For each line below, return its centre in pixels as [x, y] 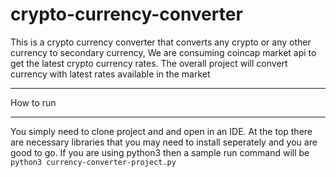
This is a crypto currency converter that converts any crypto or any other [161, 42]
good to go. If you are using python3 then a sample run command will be [160, 152]
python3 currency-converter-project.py [93, 162]
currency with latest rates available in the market [110, 74]
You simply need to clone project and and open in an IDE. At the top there [161, 131]
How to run [33, 102]
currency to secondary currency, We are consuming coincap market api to [163, 52]
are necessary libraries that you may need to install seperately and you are [164, 142]
